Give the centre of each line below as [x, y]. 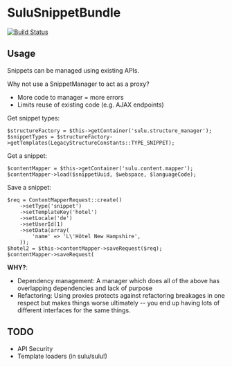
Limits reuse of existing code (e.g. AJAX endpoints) [90, 105]
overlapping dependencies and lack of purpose [85, 288]
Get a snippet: [27, 155]
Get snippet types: [34, 118]
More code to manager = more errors [70, 97]
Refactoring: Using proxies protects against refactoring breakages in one [121, 295]
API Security [35, 348]
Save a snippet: [29, 187]
